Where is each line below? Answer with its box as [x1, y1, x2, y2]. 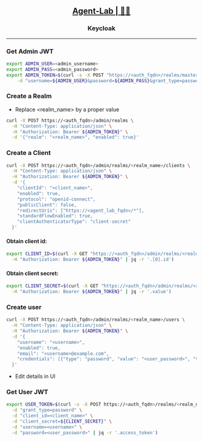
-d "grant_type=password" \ [11, 407, 83, 414]
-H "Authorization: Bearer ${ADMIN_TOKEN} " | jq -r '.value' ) [11, 289, 172, 295]
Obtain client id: [6, 237, 47, 245]
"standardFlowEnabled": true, [17, 213, 94, 219]
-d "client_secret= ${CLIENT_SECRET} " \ [11, 418, 112, 424]
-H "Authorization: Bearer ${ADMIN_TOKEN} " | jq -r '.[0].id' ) [11, 257, 175, 263]
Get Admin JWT [6, 47, 54, 55]
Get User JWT [6, 388, 48, 397]
